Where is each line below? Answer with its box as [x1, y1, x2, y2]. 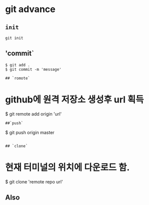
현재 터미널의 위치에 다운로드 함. [5, 162, 130, 173]
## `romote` [5, 75, 30, 81]
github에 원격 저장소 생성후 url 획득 [5, 94, 144, 105]
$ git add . [5, 62, 30, 67]
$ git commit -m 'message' [5, 67, 62, 72]
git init [5, 36, 24, 41]
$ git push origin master [5, 129, 55, 135]
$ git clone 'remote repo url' [5, 178, 63, 184]
